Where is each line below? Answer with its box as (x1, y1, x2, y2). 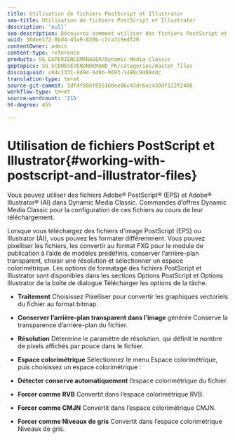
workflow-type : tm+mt (7, 88, 71, 95)
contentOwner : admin (7, 43, 68, 50)
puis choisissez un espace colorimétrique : (17, 362, 142, 371)
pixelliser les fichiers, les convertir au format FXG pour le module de (7, 241, 203, 249)
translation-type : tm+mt (7, 75, 80, 83)
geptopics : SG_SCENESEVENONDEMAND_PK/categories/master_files (7, 62, 193, 69)
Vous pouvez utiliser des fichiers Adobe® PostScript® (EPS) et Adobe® (7, 191, 212, 199)
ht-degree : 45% (7, 102, 52, 109)
